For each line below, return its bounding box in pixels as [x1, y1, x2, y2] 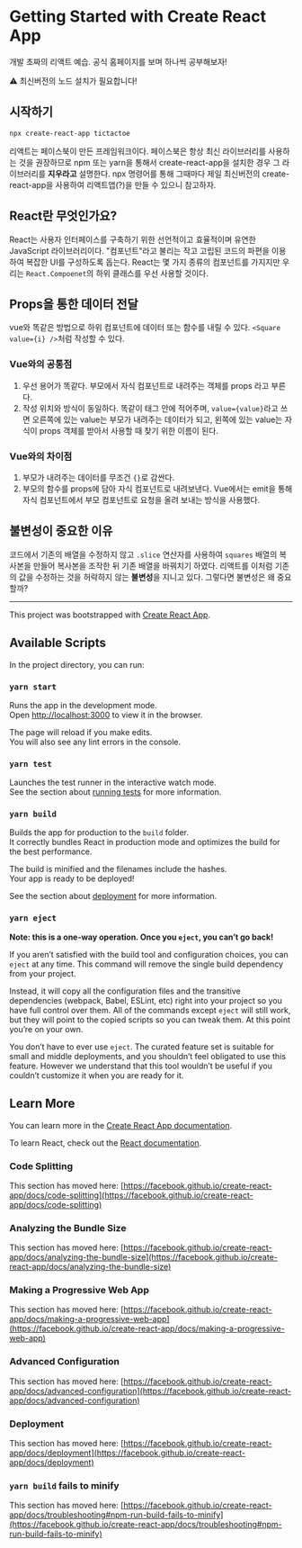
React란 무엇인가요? [9, 209, 118, 224]
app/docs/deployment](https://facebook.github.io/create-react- [9, 1447, 245, 1459]
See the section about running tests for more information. [9, 787, 222, 797]
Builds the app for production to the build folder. [9, 827, 190, 838]
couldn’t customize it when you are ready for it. [9, 1069, 184, 1081]
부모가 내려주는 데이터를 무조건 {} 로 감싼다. [22, 472, 175, 482]
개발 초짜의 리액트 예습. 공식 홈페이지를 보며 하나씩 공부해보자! [9, 56, 227, 67]
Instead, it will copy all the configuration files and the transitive [9, 985, 241, 996]
